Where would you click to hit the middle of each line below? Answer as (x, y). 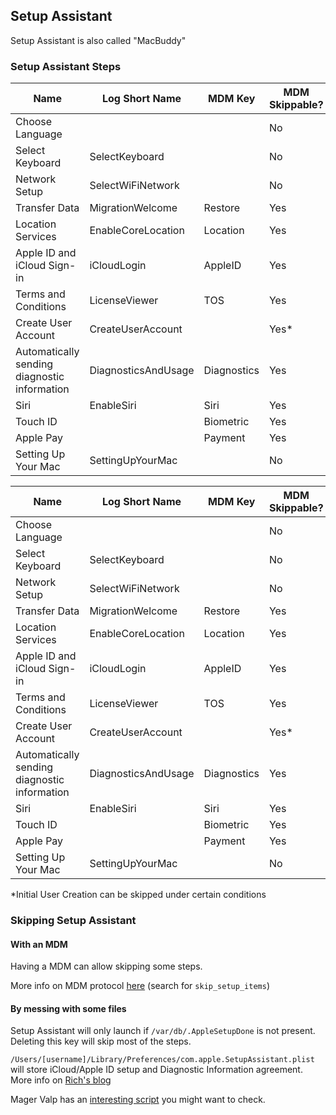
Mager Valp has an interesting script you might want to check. (138, 1100)
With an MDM (39, 944)
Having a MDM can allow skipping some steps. (106, 966)
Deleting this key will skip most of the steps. (101, 1041)
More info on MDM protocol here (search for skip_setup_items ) (140, 986)
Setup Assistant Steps (66, 66)
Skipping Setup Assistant (73, 921)
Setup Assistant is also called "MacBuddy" (98, 40)
